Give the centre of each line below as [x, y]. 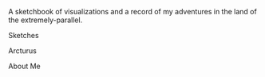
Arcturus [23, 51]
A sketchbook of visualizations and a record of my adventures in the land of [132, 12]
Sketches [24, 35]
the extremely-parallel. [45, 20]
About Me [25, 66]
